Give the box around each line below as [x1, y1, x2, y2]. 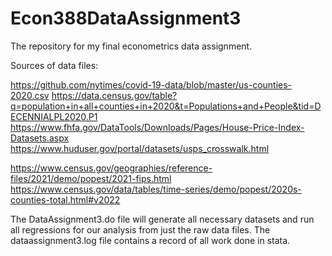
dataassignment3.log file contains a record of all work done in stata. [10, 234, 291, 246]
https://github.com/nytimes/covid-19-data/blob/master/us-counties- [10, 78, 293, 91]
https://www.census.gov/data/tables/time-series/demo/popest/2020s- [10, 183, 302, 195]
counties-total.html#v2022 [10, 193, 121, 206]
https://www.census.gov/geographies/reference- [10, 162, 213, 174]
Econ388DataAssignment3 [10, 7, 242, 30]
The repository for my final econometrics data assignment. [10, 40, 253, 52]
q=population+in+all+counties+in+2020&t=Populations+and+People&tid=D [10, 100, 322, 112]
